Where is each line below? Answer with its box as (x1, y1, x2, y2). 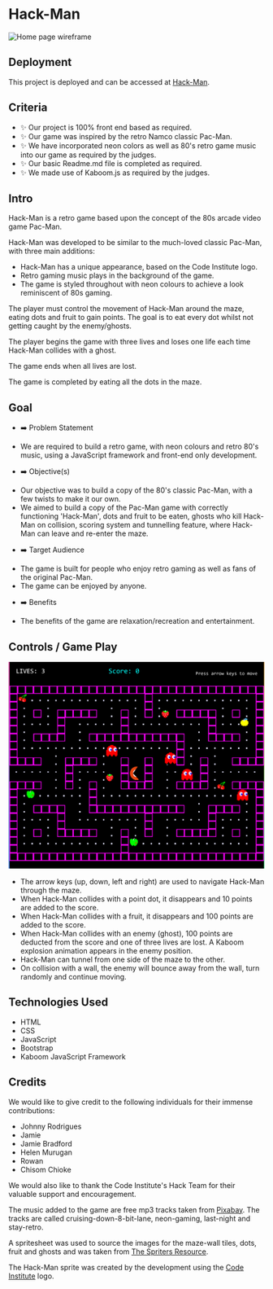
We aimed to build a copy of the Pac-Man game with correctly (19, 502, 229, 513)
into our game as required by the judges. (19, 150, 157, 160)
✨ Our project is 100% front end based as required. (19, 122, 193, 132)
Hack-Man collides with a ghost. (8, 345, 116, 355)
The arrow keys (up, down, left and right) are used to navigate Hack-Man (19, 877, 265, 887)
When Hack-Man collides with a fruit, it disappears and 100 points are (19, 911, 253, 921)
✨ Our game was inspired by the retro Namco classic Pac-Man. (19, 131, 233, 141)
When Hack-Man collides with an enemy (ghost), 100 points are (19, 929, 233, 939)
